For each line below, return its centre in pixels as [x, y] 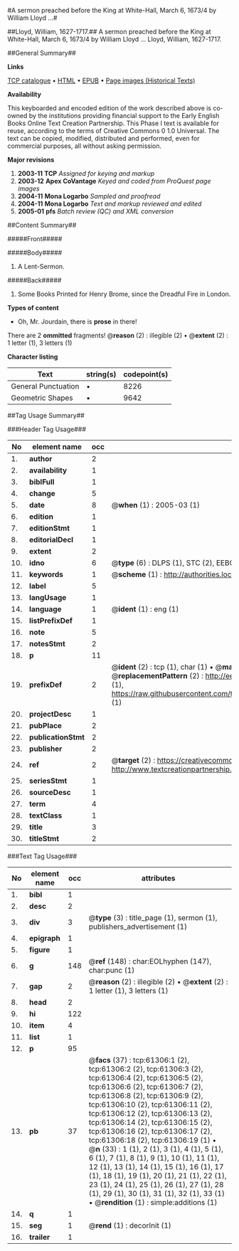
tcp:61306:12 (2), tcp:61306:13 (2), [150, 1113]
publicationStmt [57, 737]
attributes [158, 878]
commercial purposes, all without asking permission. [85, 146]
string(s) [101, 374]
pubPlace [46, 725]
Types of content [33, 308]
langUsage [48, 597]
